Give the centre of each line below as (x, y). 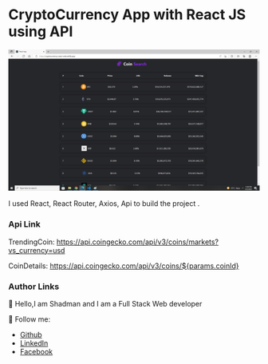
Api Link (25, 224)
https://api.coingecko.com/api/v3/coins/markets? (138, 242)
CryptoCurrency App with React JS (127, 15)
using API (41, 32)
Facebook (36, 352)
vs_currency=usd (37, 250)
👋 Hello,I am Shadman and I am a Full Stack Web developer (105, 304)
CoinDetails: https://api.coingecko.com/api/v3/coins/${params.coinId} (124, 266)
